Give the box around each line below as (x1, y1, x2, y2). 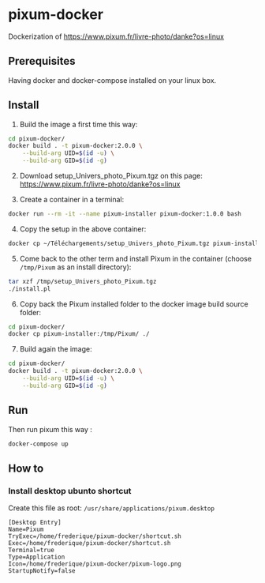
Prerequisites (8, 55, 76, 68)
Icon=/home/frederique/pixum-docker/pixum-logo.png (8, 560, 181, 568)
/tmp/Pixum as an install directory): (19, 262, 132, 272)
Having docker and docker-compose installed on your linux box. (8, 75, 217, 85)
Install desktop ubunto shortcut (8, 485, 132, 496)
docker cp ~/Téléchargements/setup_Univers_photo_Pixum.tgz (8, 239, 211, 247)
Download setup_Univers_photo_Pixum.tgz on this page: (19, 171, 203, 181)
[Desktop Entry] (8, 519, 62, 527)
